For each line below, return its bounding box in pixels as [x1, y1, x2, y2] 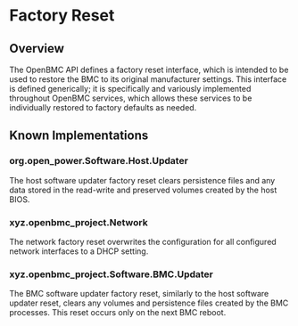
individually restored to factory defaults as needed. [9, 102, 197, 112]
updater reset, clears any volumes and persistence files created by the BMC [9, 297, 289, 308]
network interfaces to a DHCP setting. [9, 246, 149, 257]
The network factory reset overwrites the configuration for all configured [9, 236, 277, 247]
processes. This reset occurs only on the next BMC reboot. [9, 307, 227, 318]
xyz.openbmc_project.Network [9, 216, 149, 228]
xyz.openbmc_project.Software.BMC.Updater [9, 268, 214, 281]
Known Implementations [9, 128, 149, 143]
